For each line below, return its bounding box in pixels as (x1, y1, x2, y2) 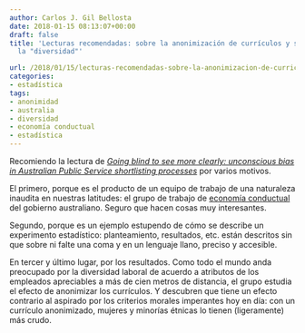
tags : (9, 88, 30, 98)
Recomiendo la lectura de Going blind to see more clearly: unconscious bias (9, 156, 295, 166)
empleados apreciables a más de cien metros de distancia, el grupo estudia (9, 276, 292, 287)
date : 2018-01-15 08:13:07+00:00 (9, 22, 136, 31)
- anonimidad (9, 97, 59, 106)
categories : (9, 72, 54, 82)
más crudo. (9, 315, 52, 325)
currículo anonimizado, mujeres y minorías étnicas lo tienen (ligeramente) (9, 305, 284, 316)
